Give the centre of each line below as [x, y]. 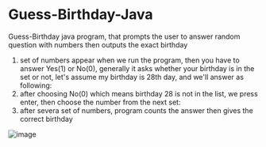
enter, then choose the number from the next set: [100, 102]
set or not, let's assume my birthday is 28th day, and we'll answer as [132, 77]
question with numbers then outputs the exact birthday [98, 44]
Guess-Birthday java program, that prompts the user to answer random [124, 36]
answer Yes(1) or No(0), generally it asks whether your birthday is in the [137, 68]
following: [36, 85]
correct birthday [46, 119]
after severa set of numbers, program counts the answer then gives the [137, 110]
